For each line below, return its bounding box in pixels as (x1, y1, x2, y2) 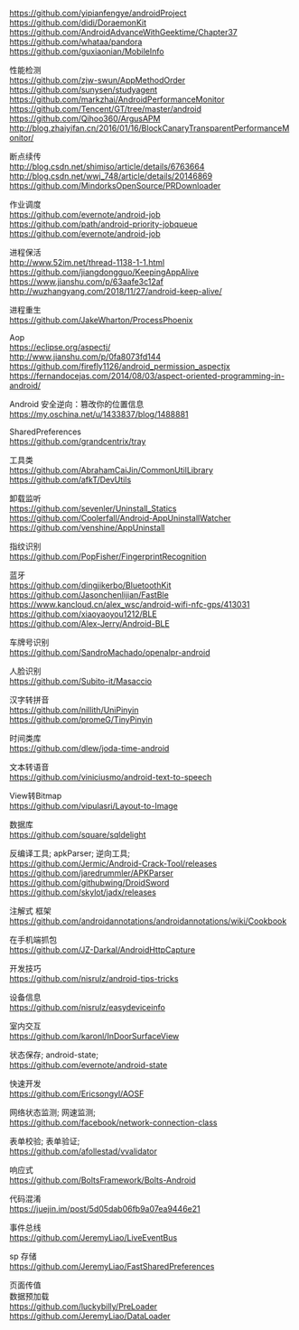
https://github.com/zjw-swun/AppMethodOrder (9, 75, 186, 85)
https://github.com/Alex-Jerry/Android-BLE (9, 618, 170, 628)
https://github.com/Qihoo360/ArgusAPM (9, 113, 161, 124)
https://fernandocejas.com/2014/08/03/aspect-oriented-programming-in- (9, 370, 285, 381)
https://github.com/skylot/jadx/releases (9, 887, 156, 898)
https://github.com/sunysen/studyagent (9, 85, 158, 95)
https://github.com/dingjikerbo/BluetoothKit (9, 580, 172, 591)
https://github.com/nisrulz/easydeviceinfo (9, 1002, 165, 1012)
